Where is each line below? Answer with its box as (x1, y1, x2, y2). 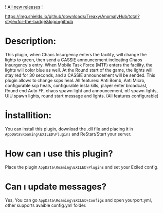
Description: (5, 36, 56, 47)
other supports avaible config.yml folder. (5, 202, 87, 208)
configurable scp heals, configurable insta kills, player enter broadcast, (5, 82, 147, 88)
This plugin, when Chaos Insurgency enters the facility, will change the (5, 51, 147, 57)
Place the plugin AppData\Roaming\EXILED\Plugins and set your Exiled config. (5, 164, 159, 170)
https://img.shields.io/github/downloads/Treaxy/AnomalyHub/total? (5, 14, 140, 19)
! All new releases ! (5, 4, 43, 10)
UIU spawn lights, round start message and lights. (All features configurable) (5, 93, 159, 98)
